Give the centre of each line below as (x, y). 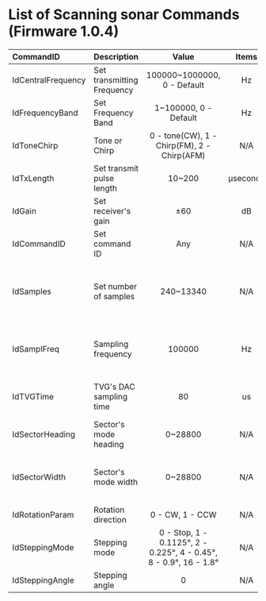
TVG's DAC (115, 387)
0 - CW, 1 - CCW (183, 514)
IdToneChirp (35, 145)
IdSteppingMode (43, 547)
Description (116, 56)
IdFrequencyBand (45, 113)
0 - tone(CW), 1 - (183, 135)
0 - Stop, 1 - (183, 532)
